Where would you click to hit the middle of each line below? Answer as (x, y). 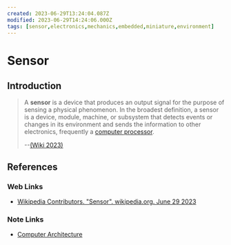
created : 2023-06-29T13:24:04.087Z (58, 13)
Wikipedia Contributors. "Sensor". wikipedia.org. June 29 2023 (107, 202)
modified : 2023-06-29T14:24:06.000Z (60, 20)
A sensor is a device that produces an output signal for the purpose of (124, 102)
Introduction (34, 86)
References (32, 167)
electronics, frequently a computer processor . (89, 132)
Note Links (26, 219)
